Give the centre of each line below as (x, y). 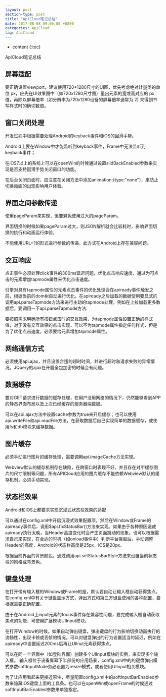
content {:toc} (26, 47)
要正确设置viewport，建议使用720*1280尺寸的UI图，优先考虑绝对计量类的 (81, 87)
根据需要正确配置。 (25, 604)
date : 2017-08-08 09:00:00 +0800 (40, 24)
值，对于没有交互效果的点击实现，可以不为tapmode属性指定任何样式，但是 (81, 325)
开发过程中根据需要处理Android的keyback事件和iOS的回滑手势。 (71, 136)
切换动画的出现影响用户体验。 (35, 186)
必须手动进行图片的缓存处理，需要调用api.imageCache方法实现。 (71, 457)
